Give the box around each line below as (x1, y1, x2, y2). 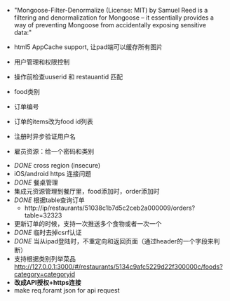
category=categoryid (13, 270, 76, 278)
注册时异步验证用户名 (13, 133, 76, 140)
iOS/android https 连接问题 (13, 170, 92, 178)
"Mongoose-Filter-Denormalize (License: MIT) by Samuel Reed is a (13, 6, 208, 14)
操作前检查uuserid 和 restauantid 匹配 (13, 73, 123, 81)
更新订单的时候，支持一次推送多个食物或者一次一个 (13, 220, 162, 227)
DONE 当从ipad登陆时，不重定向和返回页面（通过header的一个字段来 (13, 237, 214, 245)
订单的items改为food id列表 (13, 117, 93, 126)
